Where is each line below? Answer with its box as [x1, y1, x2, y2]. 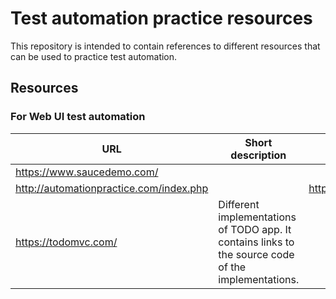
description [230, 148, 287, 162]
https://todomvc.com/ [15, 235, 118, 249]
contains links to [218, 235, 295, 249]
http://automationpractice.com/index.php [15, 181, 209, 195]
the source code [218, 247, 295, 261]
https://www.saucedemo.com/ [15, 165, 159, 179]
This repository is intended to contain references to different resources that [10, 40, 321, 52]
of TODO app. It [218, 222, 292, 236]
